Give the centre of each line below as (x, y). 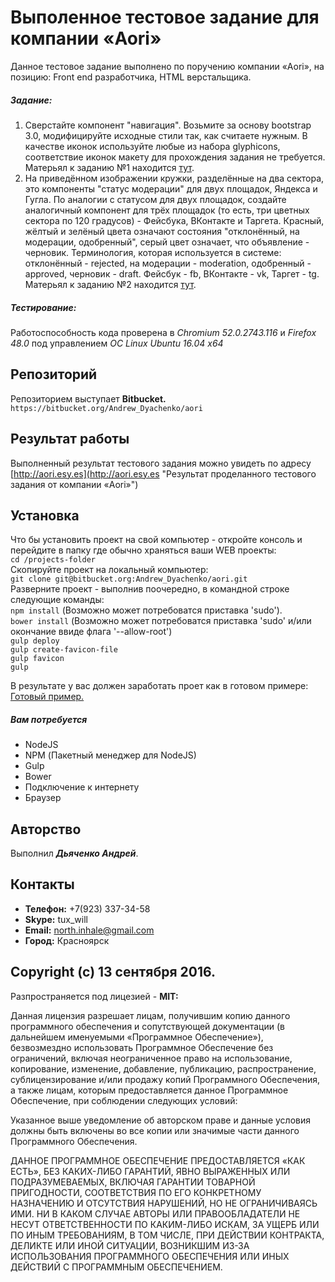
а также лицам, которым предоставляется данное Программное (149, 1090)
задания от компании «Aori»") (74, 484)
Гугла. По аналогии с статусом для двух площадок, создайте (155, 199)
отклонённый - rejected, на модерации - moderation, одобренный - (168, 263)
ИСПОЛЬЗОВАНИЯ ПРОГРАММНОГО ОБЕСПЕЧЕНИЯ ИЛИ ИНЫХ (150, 1256)
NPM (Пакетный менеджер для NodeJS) (110, 755)
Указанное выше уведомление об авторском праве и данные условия (160, 1120)
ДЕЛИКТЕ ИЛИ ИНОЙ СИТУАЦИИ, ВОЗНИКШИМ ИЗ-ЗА (130, 1245)
